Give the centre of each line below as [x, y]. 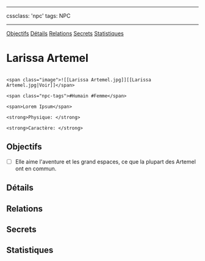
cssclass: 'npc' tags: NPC [38, 16]
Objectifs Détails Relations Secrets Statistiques [65, 33]
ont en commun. [36, 168]
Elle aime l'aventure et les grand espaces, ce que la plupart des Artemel [106, 161]
